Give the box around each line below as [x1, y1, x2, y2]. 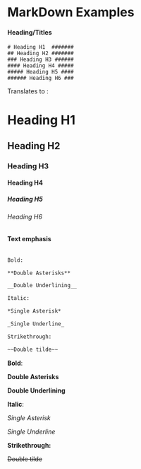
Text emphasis [7, 235, 51, 243]
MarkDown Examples [7, 4, 135, 21]
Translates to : [7, 87, 49, 95]
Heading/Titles [7, 28, 52, 36]
